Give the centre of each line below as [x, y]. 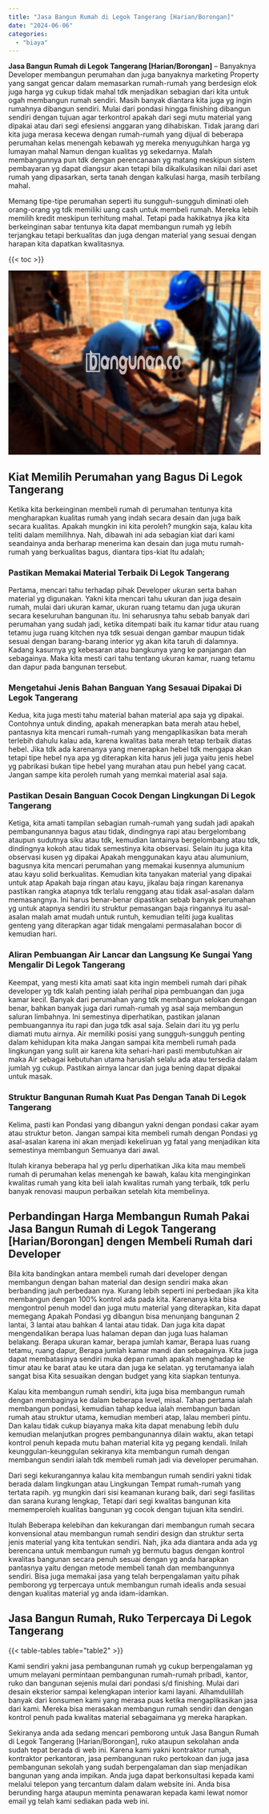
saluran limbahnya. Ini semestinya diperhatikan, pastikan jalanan [114, 1017]
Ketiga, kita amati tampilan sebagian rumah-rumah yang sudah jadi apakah [131, 823]
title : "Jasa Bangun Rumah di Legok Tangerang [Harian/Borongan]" [121, 17]
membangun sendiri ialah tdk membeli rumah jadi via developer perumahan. [133, 1459]
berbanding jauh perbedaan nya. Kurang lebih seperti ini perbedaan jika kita [133, 1290]
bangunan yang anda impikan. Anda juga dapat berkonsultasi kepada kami [131, 1775]
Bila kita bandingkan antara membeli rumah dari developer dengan [118, 1274]
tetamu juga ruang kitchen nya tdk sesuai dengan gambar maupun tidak [127, 632]
